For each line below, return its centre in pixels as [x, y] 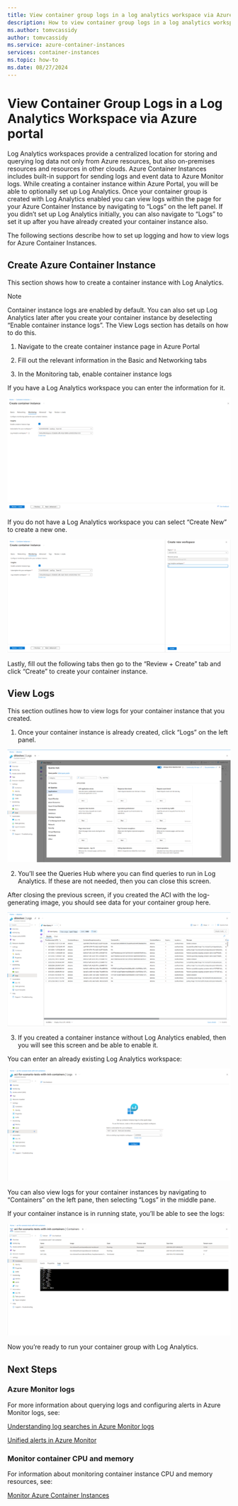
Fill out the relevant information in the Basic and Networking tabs [112, 360]
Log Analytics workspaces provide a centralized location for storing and [112, 154]
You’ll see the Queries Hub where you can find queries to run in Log [117, 874]
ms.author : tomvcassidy [42, 30]
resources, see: [30, 1482]
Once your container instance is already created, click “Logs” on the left [123, 732]
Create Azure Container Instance [81, 266]
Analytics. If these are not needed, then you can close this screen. [114, 881]
